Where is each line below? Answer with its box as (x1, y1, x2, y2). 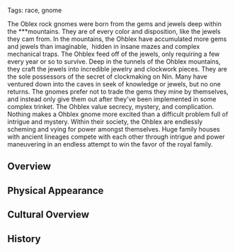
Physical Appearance (7, 184, 104, 197)
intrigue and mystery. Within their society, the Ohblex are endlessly (7, 118, 203, 126)
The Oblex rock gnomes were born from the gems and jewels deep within (7, 20, 222, 28)
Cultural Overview (7, 209, 90, 221)
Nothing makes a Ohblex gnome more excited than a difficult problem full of (7, 110, 229, 118)
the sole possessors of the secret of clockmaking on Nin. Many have (7, 72, 207, 81)
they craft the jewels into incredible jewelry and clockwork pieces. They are (7, 65, 228, 73)
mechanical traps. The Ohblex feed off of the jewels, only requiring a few (7, 50, 220, 58)
